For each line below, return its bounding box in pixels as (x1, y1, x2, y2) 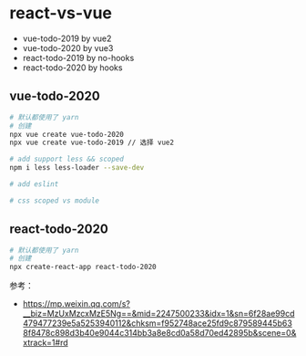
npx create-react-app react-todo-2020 (9, 263, 157, 272)
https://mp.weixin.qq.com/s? (22, 298, 130, 309)
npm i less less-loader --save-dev (9, 163, 145, 173)
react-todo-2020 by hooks (22, 62, 123, 73)
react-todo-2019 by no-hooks (22, 52, 135, 63)
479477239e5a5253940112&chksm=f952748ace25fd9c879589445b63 (22, 318, 293, 329)
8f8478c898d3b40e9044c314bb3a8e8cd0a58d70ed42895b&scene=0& (22, 328, 297, 339)
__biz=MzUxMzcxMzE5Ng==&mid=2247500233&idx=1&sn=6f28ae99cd (22, 309, 295, 319)
